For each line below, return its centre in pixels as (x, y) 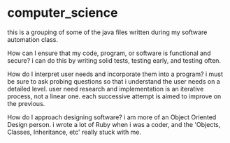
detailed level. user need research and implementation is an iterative (106, 89)
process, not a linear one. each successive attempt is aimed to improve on (114, 96)
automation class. (33, 39)
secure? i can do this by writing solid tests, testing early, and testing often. (114, 60)
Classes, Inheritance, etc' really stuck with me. (74, 132)
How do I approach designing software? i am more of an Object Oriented (112, 117)
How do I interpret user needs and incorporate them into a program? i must (115, 74)
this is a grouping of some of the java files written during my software (107, 32)
